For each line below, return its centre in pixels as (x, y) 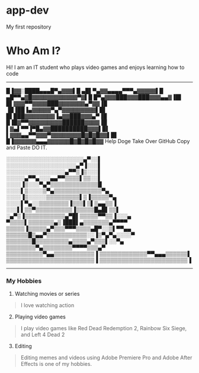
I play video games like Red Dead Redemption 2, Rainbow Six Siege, (104, 328)
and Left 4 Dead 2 (43, 335)
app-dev (28, 10)
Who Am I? (33, 51)
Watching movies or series (47, 294)
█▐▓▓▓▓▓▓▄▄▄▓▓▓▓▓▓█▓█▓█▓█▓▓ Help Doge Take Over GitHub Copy (98, 141)
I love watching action (47, 305)
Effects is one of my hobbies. (56, 364)
